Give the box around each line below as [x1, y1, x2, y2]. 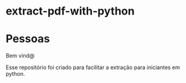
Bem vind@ [5, 52, 35, 59]
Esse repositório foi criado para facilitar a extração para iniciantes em [5, 64, 181, 71]
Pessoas [5, 32, 50, 46]
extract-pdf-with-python [5, 4, 135, 18]
